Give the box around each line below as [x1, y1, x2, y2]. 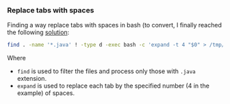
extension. [16, 75, 47, 83]
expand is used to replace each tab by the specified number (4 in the [16, 81, 210, 90]
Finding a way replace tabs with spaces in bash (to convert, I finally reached [7, 21, 222, 29]
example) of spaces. [16, 89, 75, 97]
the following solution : [7, 28, 70, 36]
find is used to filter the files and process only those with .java [16, 67, 196, 75]
